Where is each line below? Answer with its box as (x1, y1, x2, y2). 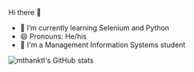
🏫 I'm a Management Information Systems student (19, 40, 186, 50)
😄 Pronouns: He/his (19, 32, 87, 41)
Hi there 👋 (8, 8, 42, 17)
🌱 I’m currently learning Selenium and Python (19, 23, 170, 32)
